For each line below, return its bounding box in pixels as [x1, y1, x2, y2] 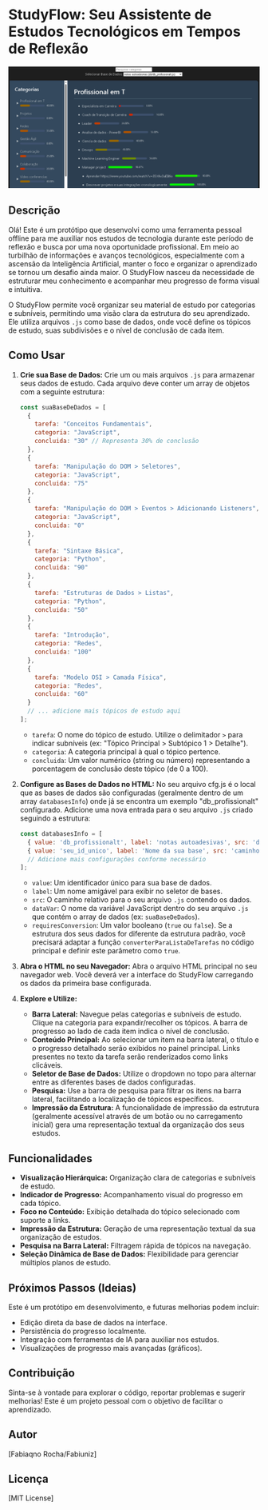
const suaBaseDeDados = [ [19, 403, 106, 411]
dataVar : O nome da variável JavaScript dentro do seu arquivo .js [31, 904, 249, 913]
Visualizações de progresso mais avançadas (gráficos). [19, 1343, 203, 1352]
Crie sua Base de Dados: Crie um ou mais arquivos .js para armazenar [19, 370, 255, 379]
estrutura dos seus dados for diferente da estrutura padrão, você [31, 929, 246, 939]
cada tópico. [19, 1198, 61, 1208]
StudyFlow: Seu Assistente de [8, 6, 212, 24]
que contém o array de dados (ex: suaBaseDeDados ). [31, 912, 200, 921]
